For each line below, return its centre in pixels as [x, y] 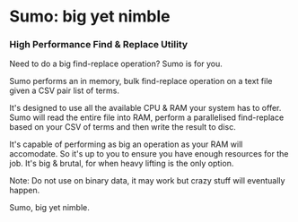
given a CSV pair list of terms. [64, 90]
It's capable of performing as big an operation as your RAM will [126, 144]
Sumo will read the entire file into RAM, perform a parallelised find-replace [147, 117]
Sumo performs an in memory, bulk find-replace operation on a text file [141, 81]
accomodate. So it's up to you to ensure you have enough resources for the [149, 154]
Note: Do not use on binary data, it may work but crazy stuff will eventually [147, 181]
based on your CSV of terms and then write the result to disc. [123, 127]
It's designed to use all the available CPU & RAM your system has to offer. [145, 108]
